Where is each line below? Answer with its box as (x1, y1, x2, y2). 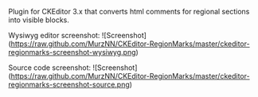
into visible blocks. (8, 15, 70, 25)
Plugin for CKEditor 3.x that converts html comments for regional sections (8, 7, 250, 16)
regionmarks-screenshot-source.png (8, 80, 130, 89)
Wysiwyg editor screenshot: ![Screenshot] (8, 31, 147, 40)
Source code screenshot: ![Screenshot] (8, 63, 138, 72)
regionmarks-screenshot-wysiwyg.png (8, 48, 137, 56)
